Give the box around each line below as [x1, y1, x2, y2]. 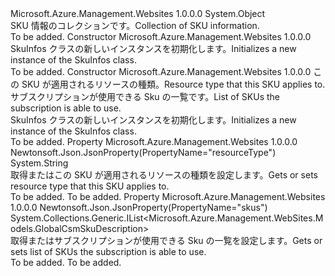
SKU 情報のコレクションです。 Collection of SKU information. [10, 20, 260, 31]
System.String [10, 157, 69, 169]
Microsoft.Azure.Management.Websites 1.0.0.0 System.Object [10, 8, 266, 19]
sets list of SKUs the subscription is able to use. [10, 246, 207, 257]
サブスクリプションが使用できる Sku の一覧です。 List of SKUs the [10, 91, 281, 102]
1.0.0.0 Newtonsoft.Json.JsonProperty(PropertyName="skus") [10, 202, 268, 213]
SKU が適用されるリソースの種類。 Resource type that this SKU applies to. [21, 78, 326, 90]
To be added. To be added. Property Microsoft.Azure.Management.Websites [10, 191, 326, 202]
